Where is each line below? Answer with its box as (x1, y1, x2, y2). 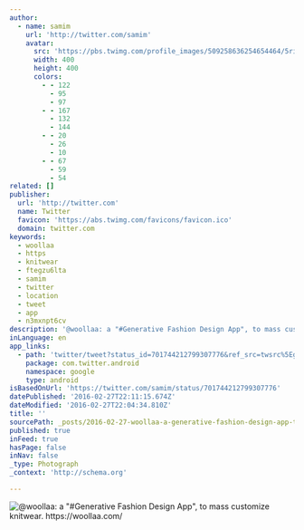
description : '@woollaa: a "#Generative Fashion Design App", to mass (9, 325, 281, 334)
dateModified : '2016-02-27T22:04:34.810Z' (9, 400, 172, 410)
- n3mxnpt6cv (17, 316, 67, 326)
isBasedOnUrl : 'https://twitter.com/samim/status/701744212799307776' (9, 384, 281, 393)
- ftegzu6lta (17, 266, 67, 275)
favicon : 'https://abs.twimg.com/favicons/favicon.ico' (17, 215, 233, 225)
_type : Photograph (9, 459, 79, 469)
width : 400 (33, 55, 75, 64)
